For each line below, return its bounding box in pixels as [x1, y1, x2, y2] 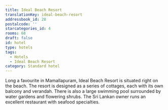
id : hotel [5, 40, 26, 45]
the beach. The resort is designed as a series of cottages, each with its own [5, 83, 163, 89]
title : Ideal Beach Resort [5, 7, 62, 13]
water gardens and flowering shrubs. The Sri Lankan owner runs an [5, 94, 146, 100]
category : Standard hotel [5, 64, 60, 69]
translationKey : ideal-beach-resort [5, 12, 82, 17]
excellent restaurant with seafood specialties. [5, 99, 100, 105]
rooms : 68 [5, 31, 26, 36]
